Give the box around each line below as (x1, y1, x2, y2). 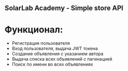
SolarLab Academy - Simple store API (4, 4, 124, 12)
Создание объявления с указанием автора (11, 51, 104, 57)
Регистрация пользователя (11, 40, 70, 46)
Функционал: (4, 24, 63, 35)
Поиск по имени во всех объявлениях (11, 62, 93, 68)
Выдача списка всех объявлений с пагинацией (11, 56, 113, 62)
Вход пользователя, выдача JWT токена (11, 46, 98, 52)
